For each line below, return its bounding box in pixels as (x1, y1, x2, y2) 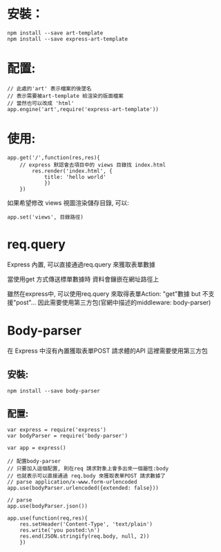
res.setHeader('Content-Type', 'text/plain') (19, 521, 153, 528)
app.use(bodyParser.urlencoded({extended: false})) (7, 484, 159, 492)
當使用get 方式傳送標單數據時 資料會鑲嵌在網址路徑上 (7, 275, 160, 283)
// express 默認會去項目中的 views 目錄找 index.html (19, 161, 166, 168)
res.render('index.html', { (32, 167, 113, 175)
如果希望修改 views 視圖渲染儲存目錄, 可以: (7, 198, 129, 207)
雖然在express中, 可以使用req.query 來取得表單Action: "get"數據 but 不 (7, 289, 209, 297)
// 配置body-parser (7, 458, 61, 465)
